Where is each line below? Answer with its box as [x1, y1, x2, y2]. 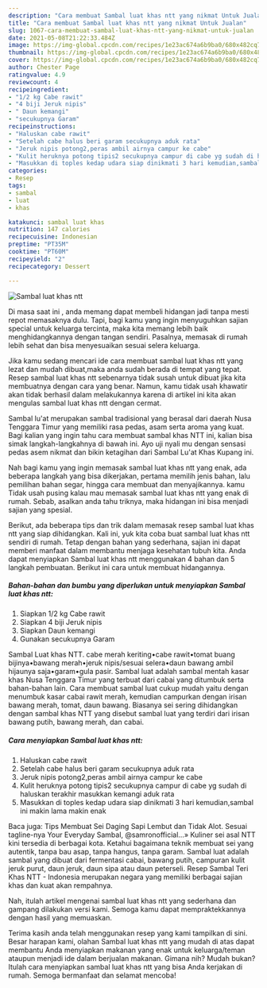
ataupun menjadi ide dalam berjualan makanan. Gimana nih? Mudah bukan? [8, 954, 256, 963]
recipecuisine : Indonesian [8, 233, 98, 241]
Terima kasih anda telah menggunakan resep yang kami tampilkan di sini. [8, 928, 248, 938]
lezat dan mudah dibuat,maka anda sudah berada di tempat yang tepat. [8, 364, 242, 374]
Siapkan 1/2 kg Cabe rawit [19, 609, 106, 618]
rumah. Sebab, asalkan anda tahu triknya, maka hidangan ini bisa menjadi [8, 496, 249, 506]
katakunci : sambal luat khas [8, 218, 105, 227]
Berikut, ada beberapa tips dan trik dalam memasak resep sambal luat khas [8, 520, 254, 529]
